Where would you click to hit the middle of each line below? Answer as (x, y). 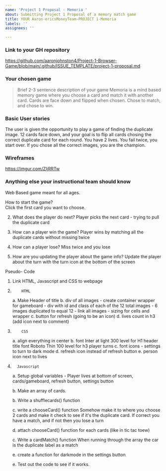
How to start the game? (29, 202)
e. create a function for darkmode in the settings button (69, 455)
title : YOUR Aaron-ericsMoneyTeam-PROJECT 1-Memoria (61, 19)
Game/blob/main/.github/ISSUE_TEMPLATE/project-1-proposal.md (73, 66)
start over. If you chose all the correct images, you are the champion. (76, 145)
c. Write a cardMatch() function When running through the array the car (85, 440)
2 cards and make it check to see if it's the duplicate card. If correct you (86, 415)
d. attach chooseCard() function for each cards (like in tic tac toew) (81, 430)
